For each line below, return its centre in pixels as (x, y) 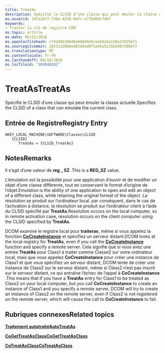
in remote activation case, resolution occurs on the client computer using (79, 216)
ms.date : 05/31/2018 (26, 37)
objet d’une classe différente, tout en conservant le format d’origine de (76, 185)
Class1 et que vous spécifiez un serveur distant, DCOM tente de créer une (80, 262)
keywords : (15, 23)
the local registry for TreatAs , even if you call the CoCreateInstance (74, 241)
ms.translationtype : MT (29, 51)
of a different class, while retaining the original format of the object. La (76, 195)
